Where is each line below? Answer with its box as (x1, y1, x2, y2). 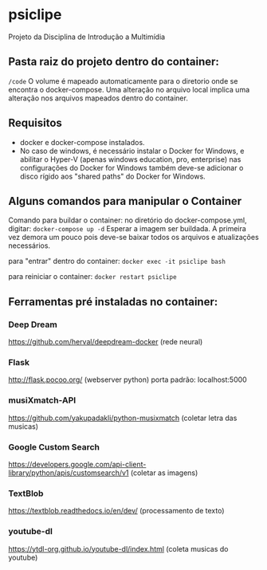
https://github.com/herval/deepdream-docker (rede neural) (8, 337, 203, 347)
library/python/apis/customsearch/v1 (8, 468, 129, 478)
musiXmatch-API (8, 395, 77, 406)
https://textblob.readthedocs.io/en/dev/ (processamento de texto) (8, 506, 225, 516)
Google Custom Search (8, 441, 100, 452)
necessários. (8, 241, 50, 250)
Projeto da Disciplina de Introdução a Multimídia (8, 32, 166, 41)
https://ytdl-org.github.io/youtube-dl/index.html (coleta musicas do (8, 544, 229, 553)
